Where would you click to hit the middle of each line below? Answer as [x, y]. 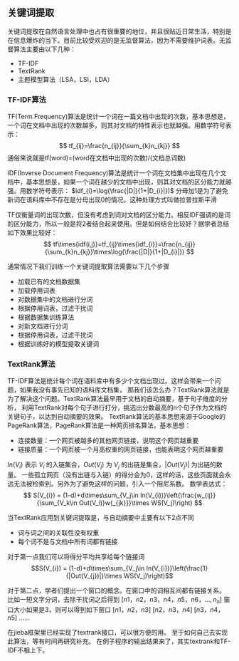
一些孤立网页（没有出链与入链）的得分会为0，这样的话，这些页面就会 [123, 475]
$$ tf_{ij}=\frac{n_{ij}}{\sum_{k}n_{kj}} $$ [119, 146]
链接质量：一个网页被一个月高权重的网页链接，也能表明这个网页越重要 [121, 449]
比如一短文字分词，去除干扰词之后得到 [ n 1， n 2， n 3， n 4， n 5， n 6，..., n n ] [115, 600]
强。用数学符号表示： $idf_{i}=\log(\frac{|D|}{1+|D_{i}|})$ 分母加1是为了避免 [118, 191]
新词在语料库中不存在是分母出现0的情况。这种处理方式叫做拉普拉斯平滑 [112, 200]
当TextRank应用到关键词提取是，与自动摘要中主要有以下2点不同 [101, 518]
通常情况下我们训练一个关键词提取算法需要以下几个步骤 [88, 266]
